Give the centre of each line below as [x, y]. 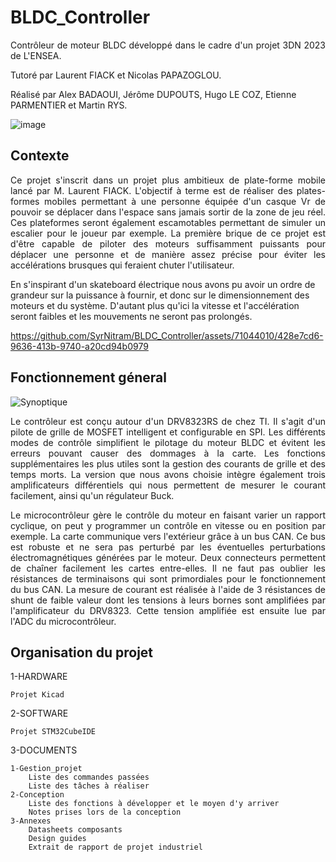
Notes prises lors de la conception [105, 812]
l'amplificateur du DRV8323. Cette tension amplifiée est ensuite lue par [168, 610]
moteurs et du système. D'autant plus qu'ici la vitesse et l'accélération [155, 305]
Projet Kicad [37, 695]
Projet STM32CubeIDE [53, 732]
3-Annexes [31, 821]
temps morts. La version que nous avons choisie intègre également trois [168, 474]
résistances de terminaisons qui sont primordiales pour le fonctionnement [168, 578]
